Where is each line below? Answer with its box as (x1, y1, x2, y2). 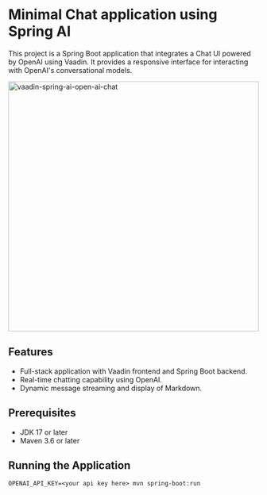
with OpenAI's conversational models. (8, 65, 133, 75)
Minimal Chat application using (8, 6, 218, 24)
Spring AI (8, 22, 72, 40)
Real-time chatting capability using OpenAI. (19, 374, 163, 384)
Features (8, 345, 53, 359)
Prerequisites (8, 406, 76, 420)
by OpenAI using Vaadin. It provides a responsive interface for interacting (8, 57, 249, 67)
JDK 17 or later (19, 427, 68, 437)
